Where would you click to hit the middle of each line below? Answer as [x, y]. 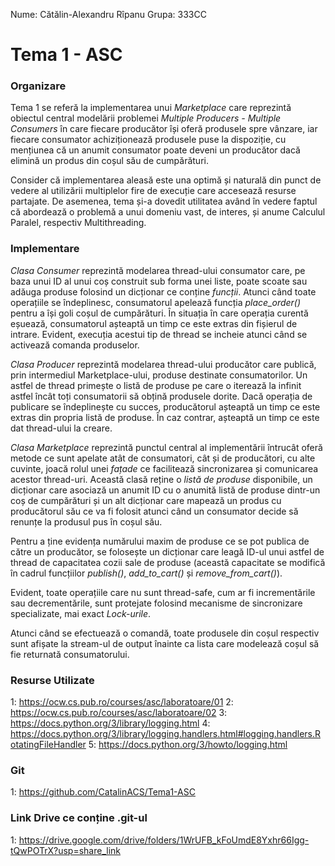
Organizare [38, 86]
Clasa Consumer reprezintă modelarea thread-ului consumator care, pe [158, 270]
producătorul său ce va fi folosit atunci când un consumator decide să [154, 511]
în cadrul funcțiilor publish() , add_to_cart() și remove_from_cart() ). [146, 573]
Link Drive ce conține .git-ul [79, 818]
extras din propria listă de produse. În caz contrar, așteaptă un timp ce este [165, 417]
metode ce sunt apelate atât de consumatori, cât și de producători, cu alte [163, 458]
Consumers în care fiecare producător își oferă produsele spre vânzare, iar [164, 129]
